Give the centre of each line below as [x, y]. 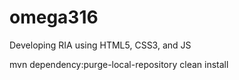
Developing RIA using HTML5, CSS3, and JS [100, 45]
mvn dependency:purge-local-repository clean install [119, 64]
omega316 [54, 17]
